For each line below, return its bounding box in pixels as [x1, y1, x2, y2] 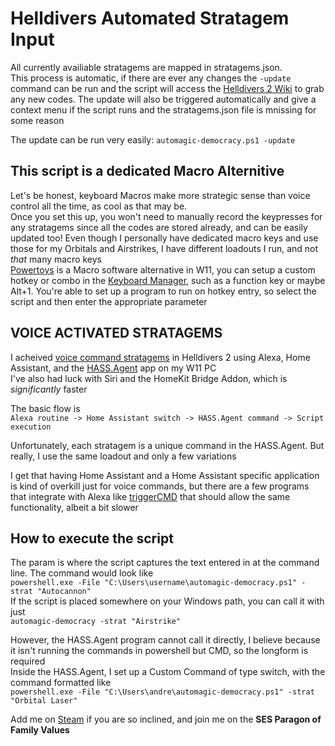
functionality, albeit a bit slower [10, 501, 139, 513]
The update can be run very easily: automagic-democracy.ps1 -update [10, 133, 296, 146]
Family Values [10, 724, 70, 736]
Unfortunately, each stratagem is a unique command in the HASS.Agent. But [10, 439, 325, 451]
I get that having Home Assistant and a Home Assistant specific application [10, 469, 320, 481]
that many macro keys [10, 253, 103, 265]
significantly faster [10, 383, 88, 395]
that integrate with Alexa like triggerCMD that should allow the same [10, 490, 291, 502]
